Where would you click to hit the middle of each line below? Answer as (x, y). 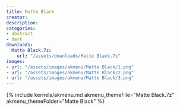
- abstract (20, 34)
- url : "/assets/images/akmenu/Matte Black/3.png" (70, 78)
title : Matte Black (30, 12)
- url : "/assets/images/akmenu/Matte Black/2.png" (70, 73)
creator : (17, 17)
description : (22, 23)
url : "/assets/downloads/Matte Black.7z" (69, 56)
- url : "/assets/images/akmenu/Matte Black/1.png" (70, 67)
